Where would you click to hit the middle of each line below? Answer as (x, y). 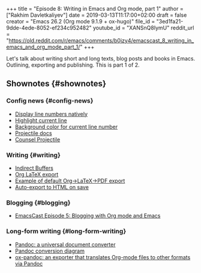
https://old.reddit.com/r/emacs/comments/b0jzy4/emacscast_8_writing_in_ (101, 40)
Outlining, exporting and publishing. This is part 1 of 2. (73, 65)
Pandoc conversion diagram (50, 251)
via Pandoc (29, 263)
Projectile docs (33, 133)
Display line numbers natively (51, 114)
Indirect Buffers (34, 168)
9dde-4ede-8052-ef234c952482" (49, 28)
